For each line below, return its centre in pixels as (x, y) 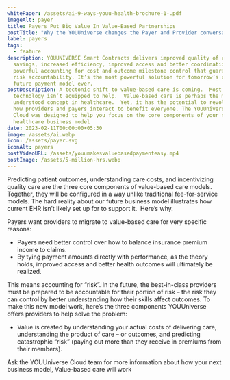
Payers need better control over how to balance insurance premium (112, 242)
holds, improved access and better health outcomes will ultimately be (115, 264)
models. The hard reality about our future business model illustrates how (110, 201)
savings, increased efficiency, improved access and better (101, 64)
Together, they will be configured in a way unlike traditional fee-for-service (113, 194)
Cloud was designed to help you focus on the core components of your (116, 115)
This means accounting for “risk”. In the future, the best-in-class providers (112, 284)
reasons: (20, 229)
